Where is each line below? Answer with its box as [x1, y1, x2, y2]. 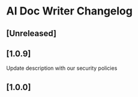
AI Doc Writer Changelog [6, 4, 133, 18]
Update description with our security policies [6, 64, 118, 72]
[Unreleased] [6, 28, 57, 39]
